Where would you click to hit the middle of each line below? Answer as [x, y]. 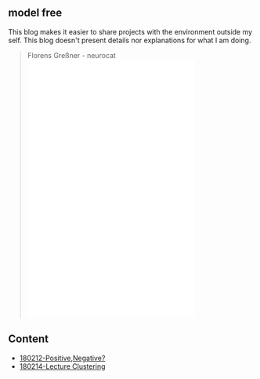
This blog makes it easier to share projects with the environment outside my [130, 31]
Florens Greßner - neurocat [71, 55]
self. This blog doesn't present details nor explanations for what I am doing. [130, 40]
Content [29, 339]
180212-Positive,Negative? [62, 358]
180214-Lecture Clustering [62, 366]
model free [35, 13]
